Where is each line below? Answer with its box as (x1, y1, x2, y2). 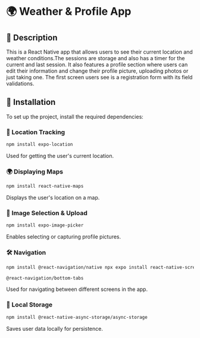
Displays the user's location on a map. (6, 194, 100, 201)
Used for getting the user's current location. (6, 152, 114, 159)
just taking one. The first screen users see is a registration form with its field (6, 74, 193, 80)
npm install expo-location (6, 141, 73, 148)
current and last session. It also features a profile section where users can (6, 61, 188, 68)
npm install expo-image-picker (6, 222, 84, 228)
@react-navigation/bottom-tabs (6, 275, 84, 281)
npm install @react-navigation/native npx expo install (6, 264, 148, 270)
